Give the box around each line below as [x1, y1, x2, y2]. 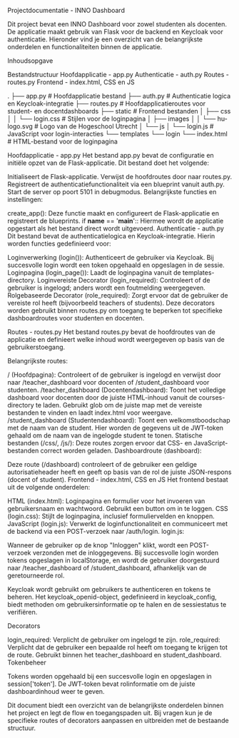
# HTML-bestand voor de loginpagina [7, 137, 118, 146]
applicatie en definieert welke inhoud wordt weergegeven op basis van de [7, 335, 225, 343]
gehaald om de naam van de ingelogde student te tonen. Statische [7, 431, 203, 440]
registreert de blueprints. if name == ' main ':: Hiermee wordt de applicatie [7, 217, 224, 225]
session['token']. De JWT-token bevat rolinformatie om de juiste [7, 679, 195, 688]
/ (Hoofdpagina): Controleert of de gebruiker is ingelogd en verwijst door [7, 370, 221, 379]
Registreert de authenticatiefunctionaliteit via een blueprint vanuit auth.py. [7, 180, 225, 188]
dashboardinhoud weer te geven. [7, 687, 105, 695]
